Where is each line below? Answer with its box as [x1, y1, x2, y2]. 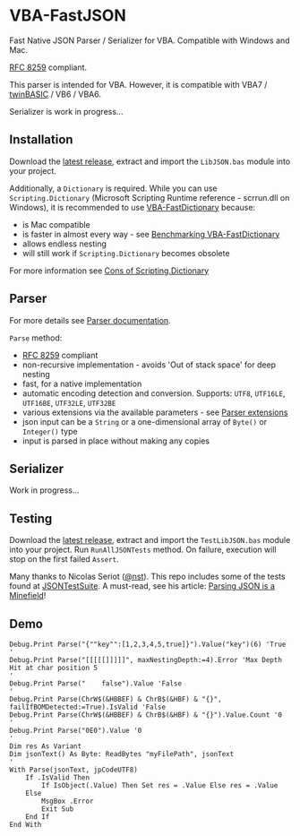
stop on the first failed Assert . [9, 554, 119, 565]
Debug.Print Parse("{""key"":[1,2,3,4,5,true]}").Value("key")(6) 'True [9, 640, 287, 649]
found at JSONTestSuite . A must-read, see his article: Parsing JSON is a [9, 581, 276, 591]
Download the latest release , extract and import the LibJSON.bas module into [9, 156, 291, 167]
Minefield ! [9, 590, 47, 601]
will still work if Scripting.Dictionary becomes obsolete [21, 247, 230, 258]
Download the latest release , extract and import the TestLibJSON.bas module [9, 535, 291, 546]
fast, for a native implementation [21, 378, 142, 389]
